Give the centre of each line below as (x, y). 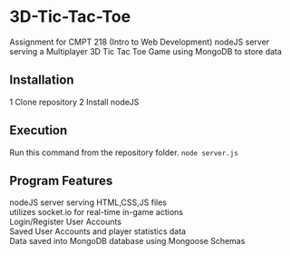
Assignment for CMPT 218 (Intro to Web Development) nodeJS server (140, 42)
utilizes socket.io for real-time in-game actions (97, 212)
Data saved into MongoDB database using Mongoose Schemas (127, 241)
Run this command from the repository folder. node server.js (124, 152)
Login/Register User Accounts (66, 222)
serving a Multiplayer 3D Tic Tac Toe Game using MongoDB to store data (146, 51)
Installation (42, 80)
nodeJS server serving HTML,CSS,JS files (88, 202)
